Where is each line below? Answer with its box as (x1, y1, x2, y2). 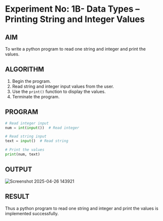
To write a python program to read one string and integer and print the (5, 46, 146, 52)
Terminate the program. (12, 93, 60, 99)
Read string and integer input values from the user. (12, 83, 114, 89)
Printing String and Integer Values (5, 14, 145, 25)
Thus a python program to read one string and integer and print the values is (5, 205, 159, 211)
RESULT (5, 192, 30, 201)
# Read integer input (5, 121, 49, 126)
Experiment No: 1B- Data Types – (5, 3, 140, 15)
